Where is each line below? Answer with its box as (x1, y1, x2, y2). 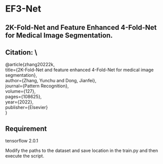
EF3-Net (5, 3, 42, 15)
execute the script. (5, 153, 45, 159)
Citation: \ (5, 48, 37, 57)
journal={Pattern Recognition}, (5, 83, 69, 89)
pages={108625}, (5, 94, 42, 100)
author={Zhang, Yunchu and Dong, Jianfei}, (5, 78, 97, 84)
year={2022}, (5, 99, 34, 105)
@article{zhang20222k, (5, 62, 55, 68)
